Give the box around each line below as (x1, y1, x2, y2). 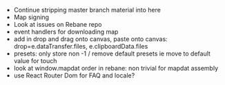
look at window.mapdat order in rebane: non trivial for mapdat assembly (13, 64, 219, 72)
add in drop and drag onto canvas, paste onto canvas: (13, 35, 168, 43)
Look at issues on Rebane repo (13, 21, 102, 28)
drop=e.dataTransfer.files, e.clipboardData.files (13, 42, 148, 50)
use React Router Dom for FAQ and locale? (13, 71, 135, 80)
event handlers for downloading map (13, 27, 119, 36)
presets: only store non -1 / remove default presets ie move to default (13, 49, 211, 58)
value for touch (13, 57, 57, 64)
